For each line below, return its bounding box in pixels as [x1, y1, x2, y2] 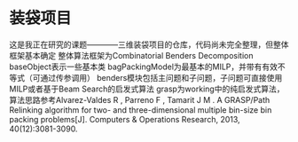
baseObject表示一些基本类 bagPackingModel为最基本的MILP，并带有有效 [9, 61, 278, 72]
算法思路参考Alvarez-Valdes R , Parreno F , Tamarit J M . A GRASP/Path [9, 94, 271, 105]
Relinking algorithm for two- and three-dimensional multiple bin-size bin [9, 104, 272, 115]
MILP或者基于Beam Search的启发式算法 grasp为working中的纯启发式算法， [9, 83, 285, 94]
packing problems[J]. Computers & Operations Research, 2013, [9, 114, 241, 124]
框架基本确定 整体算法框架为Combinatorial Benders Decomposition [9, 50, 254, 60]
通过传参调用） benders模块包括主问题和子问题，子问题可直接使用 [39, 72, 283, 83]
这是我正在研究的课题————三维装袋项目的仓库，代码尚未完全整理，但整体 [9, 39, 289, 50]
